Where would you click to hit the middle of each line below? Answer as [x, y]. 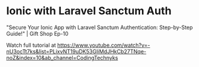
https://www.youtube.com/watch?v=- [103, 45]
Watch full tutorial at [31, 45]
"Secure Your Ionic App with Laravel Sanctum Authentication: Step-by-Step [100, 27]
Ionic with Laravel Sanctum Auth [89, 11]
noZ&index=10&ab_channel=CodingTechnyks [62, 58]
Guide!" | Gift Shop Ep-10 [38, 33]
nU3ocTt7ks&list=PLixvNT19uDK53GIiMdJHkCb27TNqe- [76, 51]
